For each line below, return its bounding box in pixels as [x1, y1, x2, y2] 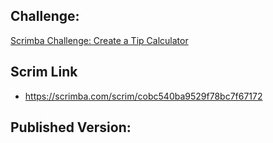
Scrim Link [10, 64, 78, 81]
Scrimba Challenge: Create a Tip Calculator [10, 34, 189, 46]
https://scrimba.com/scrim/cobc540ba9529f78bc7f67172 [24, 90, 263, 102]
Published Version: [10, 119, 132, 136]
